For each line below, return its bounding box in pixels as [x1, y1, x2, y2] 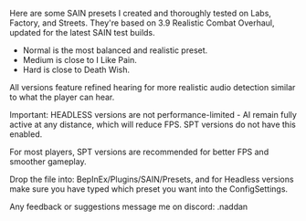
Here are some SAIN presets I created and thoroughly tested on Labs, [9, 8, 272, 18]
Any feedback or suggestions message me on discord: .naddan [9, 201, 248, 212]
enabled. [9, 129, 43, 140]
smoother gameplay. [9, 156, 87, 167]
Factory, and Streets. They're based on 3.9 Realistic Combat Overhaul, [9, 17, 276, 28]
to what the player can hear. [9, 91, 115, 102]
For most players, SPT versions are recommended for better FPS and [9, 146, 269, 157]
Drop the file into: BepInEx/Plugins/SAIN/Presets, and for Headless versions [9, 174, 294, 184]
